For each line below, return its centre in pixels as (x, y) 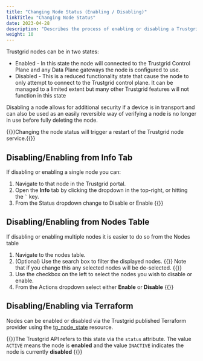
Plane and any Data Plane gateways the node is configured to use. (98, 70)
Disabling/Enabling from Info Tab (69, 157)
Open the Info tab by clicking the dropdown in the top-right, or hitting (101, 190)
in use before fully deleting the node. (52, 120)
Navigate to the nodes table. (50, 254)
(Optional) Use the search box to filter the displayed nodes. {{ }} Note (101, 261)
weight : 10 (20, 35)
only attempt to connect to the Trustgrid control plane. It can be (94, 83)
